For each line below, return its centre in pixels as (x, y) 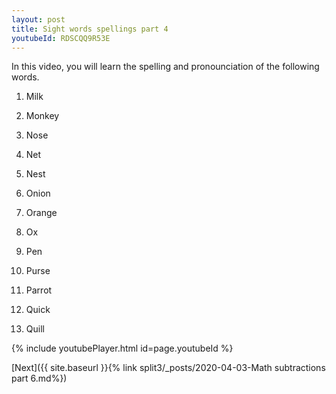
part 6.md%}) (39, 378)
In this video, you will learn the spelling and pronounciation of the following (165, 67)
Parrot (39, 290)
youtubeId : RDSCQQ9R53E (61, 38)
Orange (41, 213)
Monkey (42, 116)
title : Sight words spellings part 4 (90, 29)
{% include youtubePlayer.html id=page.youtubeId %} (122, 348)
